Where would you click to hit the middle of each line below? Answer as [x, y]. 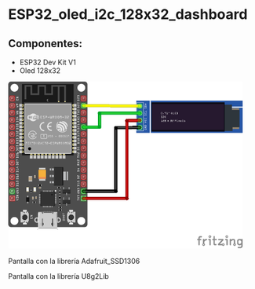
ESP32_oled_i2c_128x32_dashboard [128, 15]
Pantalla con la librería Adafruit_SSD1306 [74, 261]
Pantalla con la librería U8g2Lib [59, 276]
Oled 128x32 [40, 71]
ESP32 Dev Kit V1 [47, 62]
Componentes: [46, 44]
